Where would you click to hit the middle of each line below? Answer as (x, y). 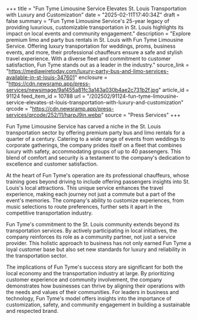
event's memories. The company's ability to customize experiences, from (95, 200)
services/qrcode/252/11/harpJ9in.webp (54, 115)
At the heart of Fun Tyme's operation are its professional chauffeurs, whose (98, 175)
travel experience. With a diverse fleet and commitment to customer (89, 59)
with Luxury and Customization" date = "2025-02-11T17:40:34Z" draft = (93, 15)
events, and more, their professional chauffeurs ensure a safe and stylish (95, 52)
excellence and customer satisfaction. (52, 164)
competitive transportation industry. (49, 213)
